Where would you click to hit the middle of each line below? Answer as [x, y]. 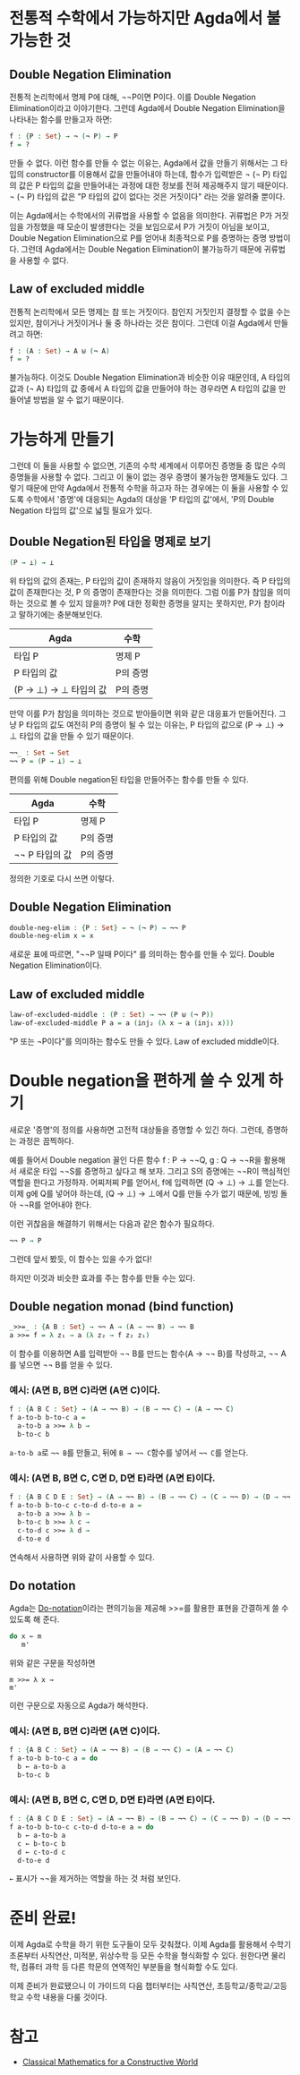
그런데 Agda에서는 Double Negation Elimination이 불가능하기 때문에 [141, 249]
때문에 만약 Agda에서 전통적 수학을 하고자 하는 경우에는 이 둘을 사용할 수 [152, 488]
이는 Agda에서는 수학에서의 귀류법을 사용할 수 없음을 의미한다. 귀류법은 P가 [141, 215]
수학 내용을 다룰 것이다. [66, 1997]
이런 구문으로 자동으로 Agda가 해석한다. [79, 1705]
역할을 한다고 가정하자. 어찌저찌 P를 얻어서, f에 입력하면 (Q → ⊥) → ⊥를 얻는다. [149, 1182]
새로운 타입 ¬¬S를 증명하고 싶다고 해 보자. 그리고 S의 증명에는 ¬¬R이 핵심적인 [154, 1171]
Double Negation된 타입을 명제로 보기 [110, 541]
